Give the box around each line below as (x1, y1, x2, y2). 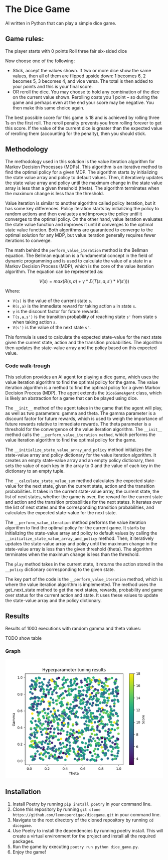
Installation (5, 788, 41, 796)
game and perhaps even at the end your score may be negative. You (12, 99, 154, 105)
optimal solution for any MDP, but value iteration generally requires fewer (5, 232, 156, 238)
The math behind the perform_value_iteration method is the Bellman (5, 247, 148, 253)
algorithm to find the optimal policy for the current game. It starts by (5, 524, 145, 530)
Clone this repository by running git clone (12, 806, 101, 812)
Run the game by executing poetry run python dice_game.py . (12, 843, 139, 849)
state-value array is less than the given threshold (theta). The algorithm (5, 546, 152, 552)
